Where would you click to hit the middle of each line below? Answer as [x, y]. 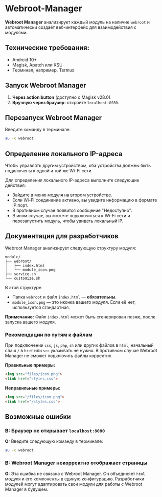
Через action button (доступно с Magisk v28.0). [62, 97]
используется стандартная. [41, 307]
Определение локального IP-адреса [64, 154]
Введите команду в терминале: [38, 130]
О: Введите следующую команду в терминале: [54, 441]
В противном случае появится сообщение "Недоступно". [72, 210]
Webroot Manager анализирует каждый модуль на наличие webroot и [78, 22]
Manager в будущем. [27, 489]
